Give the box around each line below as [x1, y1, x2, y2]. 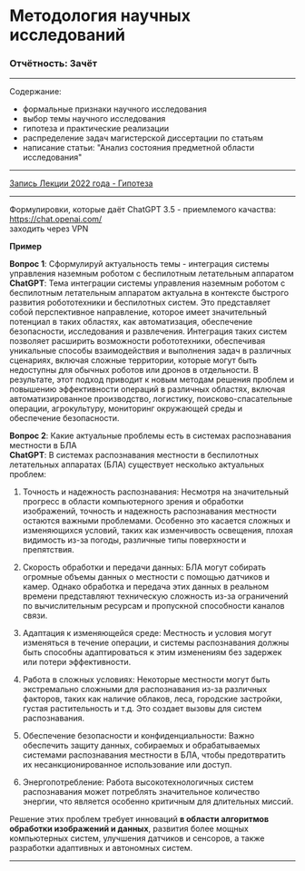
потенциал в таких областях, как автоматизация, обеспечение [9, 317, 253, 328]
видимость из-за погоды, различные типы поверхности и [22, 534, 247, 545]
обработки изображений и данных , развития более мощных [9, 823, 250, 835]
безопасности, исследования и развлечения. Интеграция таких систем [9, 326, 288, 337]
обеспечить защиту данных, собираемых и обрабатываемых [22, 740, 261, 751]
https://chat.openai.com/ [9, 214, 103, 225]
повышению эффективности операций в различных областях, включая [9, 384, 286, 395]
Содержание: [9, 86, 62, 97]
